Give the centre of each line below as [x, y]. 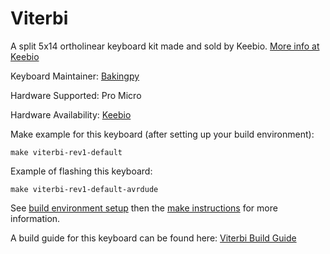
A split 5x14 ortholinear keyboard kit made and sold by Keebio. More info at [165, 46]
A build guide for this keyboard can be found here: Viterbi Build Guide [153, 238]
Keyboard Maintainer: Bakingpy [75, 76]
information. [35, 218]
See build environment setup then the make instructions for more [144, 208]
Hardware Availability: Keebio [71, 114]
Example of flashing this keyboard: [81, 171]
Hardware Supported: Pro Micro [76, 95]
